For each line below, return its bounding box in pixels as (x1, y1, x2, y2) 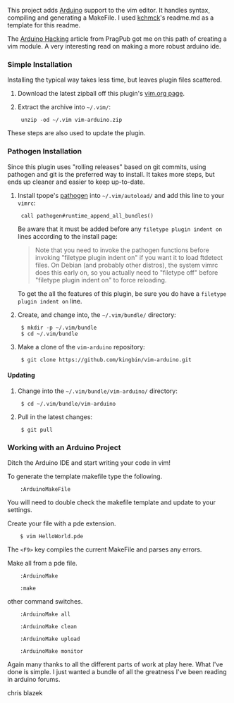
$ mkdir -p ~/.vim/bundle (20, 324, 97, 331)
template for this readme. (7, 21, 81, 29)
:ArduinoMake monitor (20, 648, 83, 655)
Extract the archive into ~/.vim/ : (17, 103, 111, 111)
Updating (7, 371, 35, 380)
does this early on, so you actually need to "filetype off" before (35, 268, 218, 277)
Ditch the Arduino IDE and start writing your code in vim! (7, 459, 171, 467)
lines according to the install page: (17, 232, 118, 240)
